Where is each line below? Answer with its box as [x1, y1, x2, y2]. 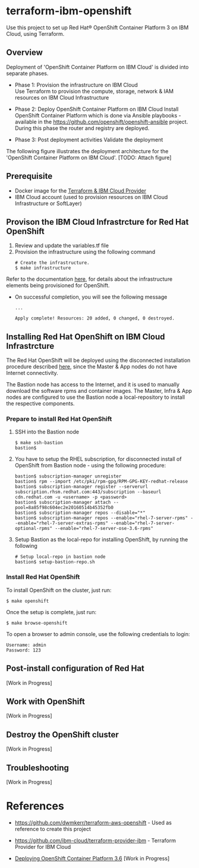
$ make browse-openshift [6, 620, 68, 626]
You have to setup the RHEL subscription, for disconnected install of [14, 455, 182, 463]
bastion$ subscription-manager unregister [14, 473, 122, 479]
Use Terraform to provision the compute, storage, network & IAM [14, 88, 174, 95]
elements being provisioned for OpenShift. [6, 282, 110, 289]
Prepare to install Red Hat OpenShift [6, 415, 112, 423]
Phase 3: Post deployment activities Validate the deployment [14, 136, 163, 143]
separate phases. [6, 70, 49, 77]
